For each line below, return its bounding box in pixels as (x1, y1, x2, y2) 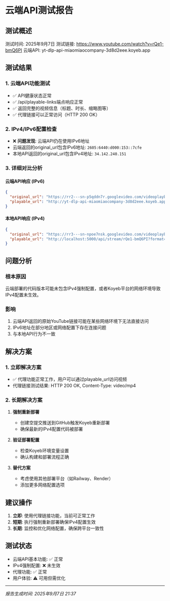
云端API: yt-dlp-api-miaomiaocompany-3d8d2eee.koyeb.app (23, 47, 151, 53)
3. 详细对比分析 (5, 164, 43, 172)
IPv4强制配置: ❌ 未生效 (12, 562, 61, 569)
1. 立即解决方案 (5, 363, 42, 371)
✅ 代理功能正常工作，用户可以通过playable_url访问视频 (12, 376, 127, 382)
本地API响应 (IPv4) (5, 215, 45, 221)
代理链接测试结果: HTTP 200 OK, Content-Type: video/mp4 (12, 382, 136, 388)
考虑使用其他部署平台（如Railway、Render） (20, 476, 114, 482)
